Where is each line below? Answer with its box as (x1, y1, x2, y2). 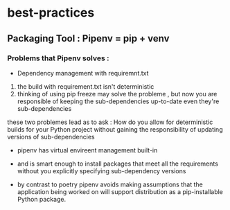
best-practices (7, 5, 95, 21)
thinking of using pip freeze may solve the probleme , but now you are (17, 89, 218, 98)
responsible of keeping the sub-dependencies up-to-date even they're (17, 97, 220, 105)
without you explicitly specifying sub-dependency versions (17, 166, 186, 175)
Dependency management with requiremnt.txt (17, 69, 149, 77)
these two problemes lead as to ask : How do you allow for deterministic (7, 118, 213, 126)
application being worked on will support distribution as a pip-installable (17, 187, 224, 195)
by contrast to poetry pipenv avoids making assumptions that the (17, 180, 203, 189)
